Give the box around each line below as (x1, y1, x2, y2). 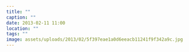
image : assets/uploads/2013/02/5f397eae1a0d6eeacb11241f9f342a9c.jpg (6, 36, 184, 42)
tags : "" (6, 31, 28, 37)
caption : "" (6, 14, 36, 20)
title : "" (6, 8, 31, 15)
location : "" (6, 25, 39, 32)
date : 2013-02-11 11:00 (6, 20, 66, 26)
